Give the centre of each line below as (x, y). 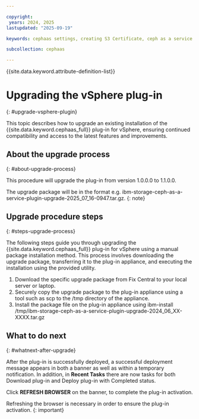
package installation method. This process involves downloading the (90, 255)
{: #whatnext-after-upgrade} (41, 350)
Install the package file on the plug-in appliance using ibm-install (94, 304)
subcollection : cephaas (36, 49)
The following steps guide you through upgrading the (71, 242)
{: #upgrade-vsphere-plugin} (42, 112)
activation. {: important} (35, 410)
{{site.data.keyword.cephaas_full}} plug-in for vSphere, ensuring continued (98, 130)
